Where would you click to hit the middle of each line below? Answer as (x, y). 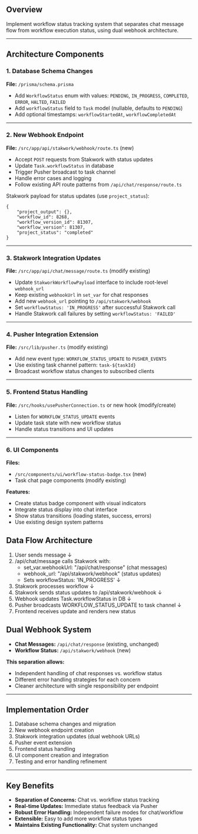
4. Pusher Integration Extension (52, 335)
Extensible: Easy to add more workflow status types (78, 819)
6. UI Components (32, 450)
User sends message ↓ (43, 555)
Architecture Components (55, 55)
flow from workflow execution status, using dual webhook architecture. (92, 30)
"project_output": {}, (44, 212)
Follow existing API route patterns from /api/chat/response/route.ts (98, 184)
